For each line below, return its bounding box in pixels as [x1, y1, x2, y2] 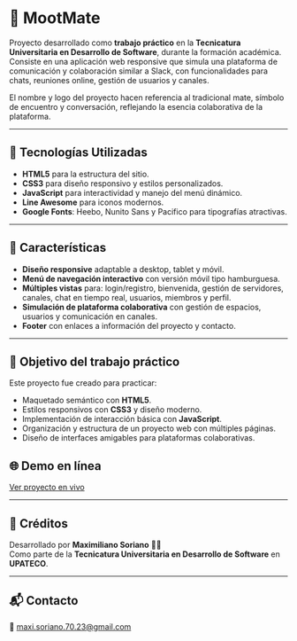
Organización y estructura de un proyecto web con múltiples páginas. [21, 423, 277, 434]
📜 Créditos [9, 516, 68, 531]
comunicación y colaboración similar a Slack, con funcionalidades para [9, 66, 268, 76]
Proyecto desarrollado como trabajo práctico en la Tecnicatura [9, 37, 241, 48]
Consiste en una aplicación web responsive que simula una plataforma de [9, 56, 278, 66]
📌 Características [9, 240, 107, 255]
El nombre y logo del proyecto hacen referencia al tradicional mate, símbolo [9, 92, 285, 103]
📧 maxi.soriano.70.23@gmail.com [9, 621, 132, 632]
